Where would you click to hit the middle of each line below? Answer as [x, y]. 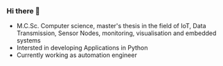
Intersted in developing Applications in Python [82, 48]
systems [28, 41]
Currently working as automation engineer [77, 55]
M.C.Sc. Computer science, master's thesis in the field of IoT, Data [111, 26]
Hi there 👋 [24, 11]
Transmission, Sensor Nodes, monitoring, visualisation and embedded [116, 33]
